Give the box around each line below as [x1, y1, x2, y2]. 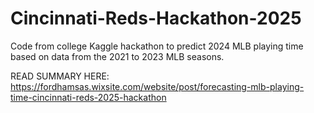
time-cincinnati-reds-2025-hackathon [10, 91, 167, 103]
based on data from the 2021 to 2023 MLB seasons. [10, 50, 225, 62]
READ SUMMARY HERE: [10, 70, 110, 82]
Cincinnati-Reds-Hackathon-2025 [10, 7, 302, 30]
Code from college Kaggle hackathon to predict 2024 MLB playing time [10, 40, 304, 52]
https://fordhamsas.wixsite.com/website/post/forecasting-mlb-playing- [10, 80, 305, 92]
